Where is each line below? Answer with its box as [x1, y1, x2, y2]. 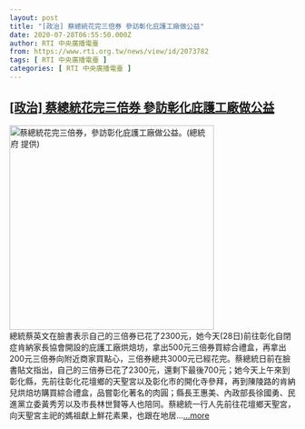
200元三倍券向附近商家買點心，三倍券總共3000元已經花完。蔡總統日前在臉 [9, 353, 291, 364]
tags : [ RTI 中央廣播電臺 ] [9, 55, 107, 65]
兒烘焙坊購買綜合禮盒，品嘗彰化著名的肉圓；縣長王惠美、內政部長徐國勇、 [9, 387, 288, 398]
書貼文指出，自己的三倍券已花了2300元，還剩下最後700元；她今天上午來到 [9, 364, 290, 375]
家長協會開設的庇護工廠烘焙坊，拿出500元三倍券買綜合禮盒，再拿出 [33, 342, 287, 353]
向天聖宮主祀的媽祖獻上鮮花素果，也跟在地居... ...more [9, 410, 211, 421]
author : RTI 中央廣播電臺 [9, 38, 100, 48]
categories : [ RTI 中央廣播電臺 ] [9, 65, 132, 74]
